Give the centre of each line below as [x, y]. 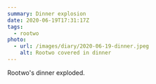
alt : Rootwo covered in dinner [66, 53]
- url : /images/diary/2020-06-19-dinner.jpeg [82, 46]
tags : [15, 27]
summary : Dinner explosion [47, 14]
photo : [17, 40]
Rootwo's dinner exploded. [46, 72]
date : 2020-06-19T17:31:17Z [48, 20]
